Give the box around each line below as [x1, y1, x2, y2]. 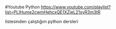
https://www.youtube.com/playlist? [40, 4, 111, 10]
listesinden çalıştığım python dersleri [5, 19, 79, 24]
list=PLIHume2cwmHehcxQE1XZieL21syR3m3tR [5, 9, 101, 15]
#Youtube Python [5, 4, 40, 10]
